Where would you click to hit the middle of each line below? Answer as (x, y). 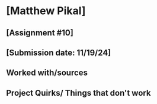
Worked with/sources (47, 73)
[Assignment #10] (40, 33)
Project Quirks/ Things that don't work (78, 93)
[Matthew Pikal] (46, 11)
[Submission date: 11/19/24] (59, 52)
